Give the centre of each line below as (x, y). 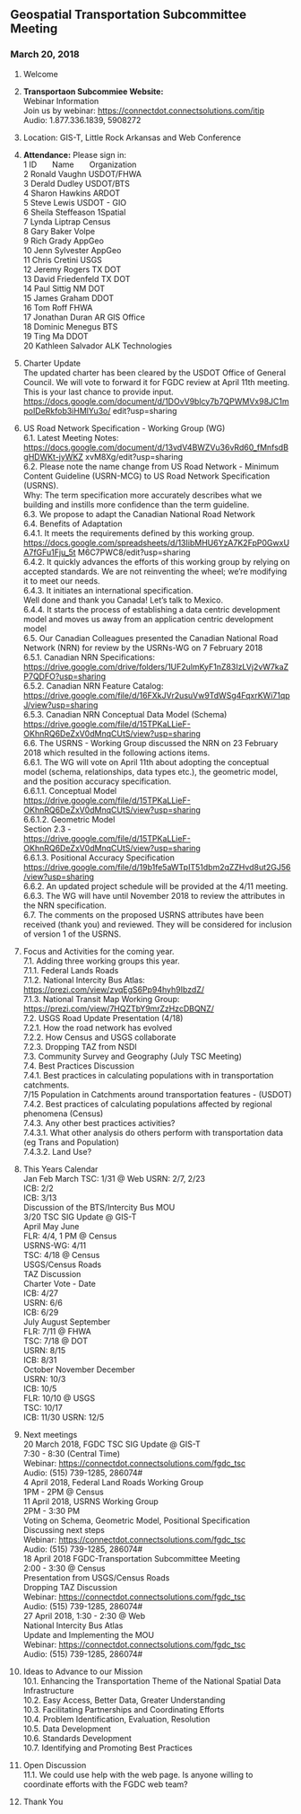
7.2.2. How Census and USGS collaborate (99, 1037)
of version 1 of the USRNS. (72, 934)
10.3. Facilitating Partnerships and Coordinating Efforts (124, 1709)
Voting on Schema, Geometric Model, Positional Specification (137, 1520)
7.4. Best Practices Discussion (79, 1066)
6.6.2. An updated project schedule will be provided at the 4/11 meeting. (155, 886)
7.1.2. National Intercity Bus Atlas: (84, 980)
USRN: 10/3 (44, 1378)
